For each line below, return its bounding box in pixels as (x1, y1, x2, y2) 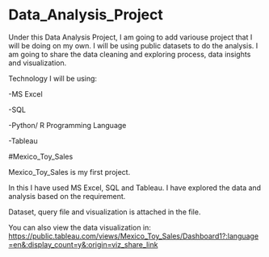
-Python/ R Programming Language (8, 120, 127, 130)
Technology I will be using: (8, 73, 98, 83)
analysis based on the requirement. (8, 191, 126, 201)
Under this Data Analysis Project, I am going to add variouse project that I (8, 32, 253, 42)
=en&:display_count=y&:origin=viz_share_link (8, 239, 158, 249)
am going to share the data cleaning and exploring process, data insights (8, 49, 251, 59)
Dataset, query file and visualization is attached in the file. (8, 207, 201, 217)
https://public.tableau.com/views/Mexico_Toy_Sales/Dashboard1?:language (8, 231, 259, 241)
